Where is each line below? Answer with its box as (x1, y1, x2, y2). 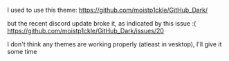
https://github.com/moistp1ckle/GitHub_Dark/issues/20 (7, 27, 165, 35)
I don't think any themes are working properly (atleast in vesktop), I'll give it (7, 40, 222, 48)
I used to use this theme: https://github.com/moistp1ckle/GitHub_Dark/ (7, 6, 208, 14)
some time (7, 48, 37, 55)
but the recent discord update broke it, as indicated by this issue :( (7, 19, 196, 27)
